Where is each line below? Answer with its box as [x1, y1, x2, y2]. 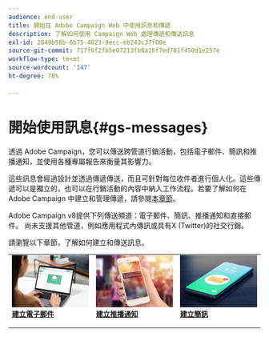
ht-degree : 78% [8, 72, 59, 80]
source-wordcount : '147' [8, 64, 91, 72]
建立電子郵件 [11, 309, 54, 319]
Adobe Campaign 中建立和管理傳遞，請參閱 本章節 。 [8, 193, 180, 203]
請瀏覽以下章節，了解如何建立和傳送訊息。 [8, 237, 149, 247]
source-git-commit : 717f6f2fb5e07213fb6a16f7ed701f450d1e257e [8, 46, 220, 55]
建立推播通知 [95, 309, 139, 319]
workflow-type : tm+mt [8, 55, 81, 63]
